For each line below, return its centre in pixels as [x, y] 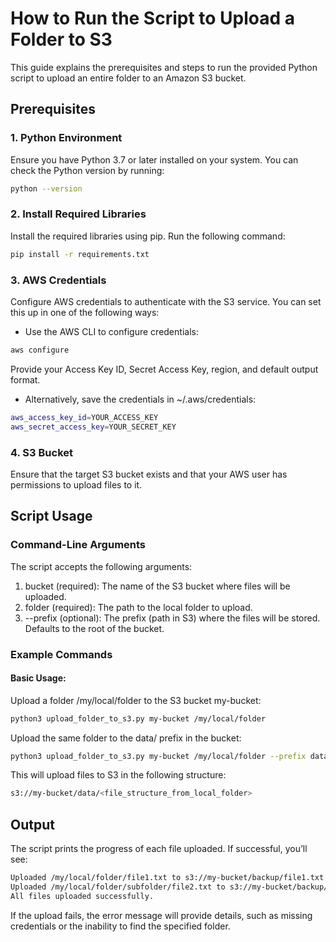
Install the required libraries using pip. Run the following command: [148, 236]
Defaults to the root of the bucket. [94, 628]
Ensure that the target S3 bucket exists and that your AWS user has [149, 474]
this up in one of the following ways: [85, 312]
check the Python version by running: [87, 170]
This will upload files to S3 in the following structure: [118, 775]
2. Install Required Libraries [78, 214]
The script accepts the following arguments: [101, 566]
